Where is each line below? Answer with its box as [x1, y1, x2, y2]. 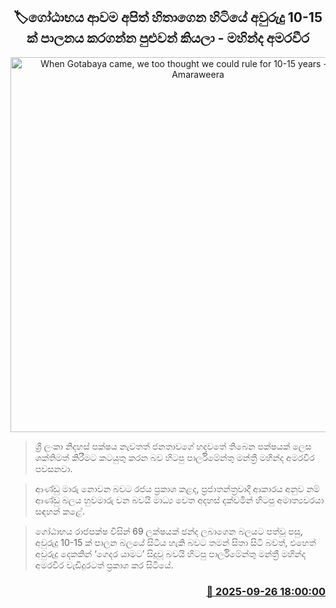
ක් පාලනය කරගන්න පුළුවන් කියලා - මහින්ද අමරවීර [26, 30, 310, 47]
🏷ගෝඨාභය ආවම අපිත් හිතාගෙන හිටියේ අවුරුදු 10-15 [13, 9, 323, 26]
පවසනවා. [34, 462, 73, 474]
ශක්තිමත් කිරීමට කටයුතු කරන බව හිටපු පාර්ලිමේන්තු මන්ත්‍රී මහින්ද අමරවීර [34, 451, 315, 463]
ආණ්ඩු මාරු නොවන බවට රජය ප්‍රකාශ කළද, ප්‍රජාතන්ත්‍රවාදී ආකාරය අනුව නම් [34, 482, 320, 494]
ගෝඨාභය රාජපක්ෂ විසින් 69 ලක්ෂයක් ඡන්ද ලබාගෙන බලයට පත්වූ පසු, [34, 525, 303, 537]
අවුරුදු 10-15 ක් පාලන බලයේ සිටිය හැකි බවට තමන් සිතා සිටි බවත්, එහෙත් [34, 536, 317, 548]
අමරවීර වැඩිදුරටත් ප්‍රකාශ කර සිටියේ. [34, 559, 174, 571]
